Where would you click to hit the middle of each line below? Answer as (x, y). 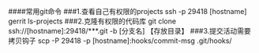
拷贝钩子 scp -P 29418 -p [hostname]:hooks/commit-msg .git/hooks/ (120, 41)
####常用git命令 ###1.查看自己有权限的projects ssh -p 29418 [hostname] (128, 11)
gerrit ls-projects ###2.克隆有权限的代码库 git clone (92, 21)
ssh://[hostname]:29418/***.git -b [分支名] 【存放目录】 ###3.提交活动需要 (129, 31)
